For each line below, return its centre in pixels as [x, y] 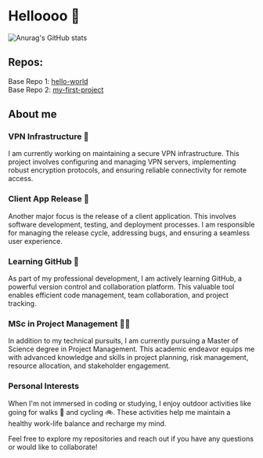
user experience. [35, 241]
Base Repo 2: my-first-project [56, 89]
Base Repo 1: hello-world [48, 81]
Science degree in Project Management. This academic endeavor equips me [131, 349]
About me [32, 114]
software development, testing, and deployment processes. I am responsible [131, 224]
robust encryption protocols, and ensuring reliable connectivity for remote [128, 170]
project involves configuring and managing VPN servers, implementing [122, 162]
